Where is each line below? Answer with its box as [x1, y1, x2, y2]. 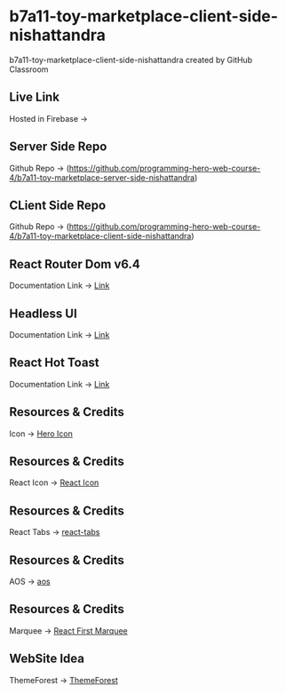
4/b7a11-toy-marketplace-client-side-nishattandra [9, 231, 192, 242]
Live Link [9, 90, 60, 105]
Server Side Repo [9, 140, 107, 155]
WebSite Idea [9, 651, 84, 666]
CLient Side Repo [9, 197, 107, 212]
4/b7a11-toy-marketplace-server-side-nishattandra [9, 172, 195, 183]
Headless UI [9, 306, 77, 321]
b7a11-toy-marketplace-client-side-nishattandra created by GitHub [9, 54, 253, 65]
